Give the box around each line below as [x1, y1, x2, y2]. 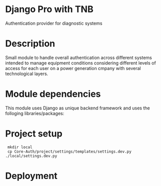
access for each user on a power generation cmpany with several [5, 65, 141, 71]
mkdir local [7, 145, 33, 150]
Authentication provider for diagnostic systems [5, 20, 103, 26]
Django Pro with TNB [5, 4, 94, 15]
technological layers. [5, 71, 49, 77]
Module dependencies [5, 88, 101, 100]
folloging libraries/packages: [5, 110, 64, 116]
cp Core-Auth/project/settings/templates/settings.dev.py [7, 149, 132, 154]
